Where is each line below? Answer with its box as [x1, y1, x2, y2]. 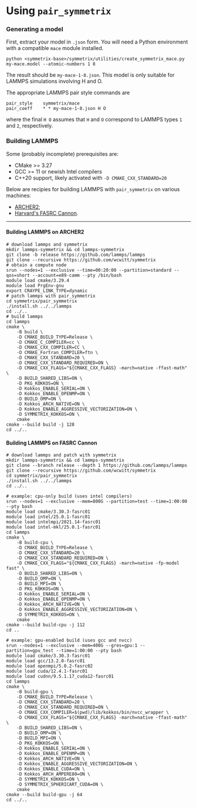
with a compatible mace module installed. [6, 45, 104, 52]
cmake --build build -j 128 [6, 422, 75, 428]
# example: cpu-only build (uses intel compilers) [6, 493, 133, 499]
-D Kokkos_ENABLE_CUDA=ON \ [16, 766, 85, 772]
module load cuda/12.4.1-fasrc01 [6, 669, 88, 675]
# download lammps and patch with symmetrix [6, 452, 117, 458]
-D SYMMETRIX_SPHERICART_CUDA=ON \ [16, 782, 104, 787]
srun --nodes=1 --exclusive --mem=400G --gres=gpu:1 [6, 643, 138, 649]
